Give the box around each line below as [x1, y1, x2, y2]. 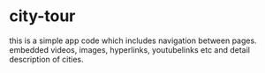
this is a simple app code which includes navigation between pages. [9, 35, 258, 46]
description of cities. [9, 54, 84, 64]
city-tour [9, 6, 76, 26]
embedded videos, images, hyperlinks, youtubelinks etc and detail [9, 44, 250, 55]
